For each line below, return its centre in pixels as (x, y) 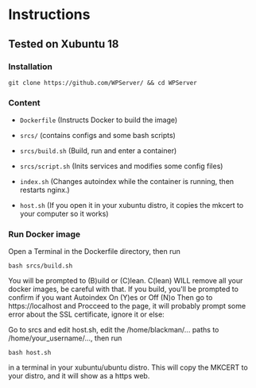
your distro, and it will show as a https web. (79, 376)
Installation (31, 67)
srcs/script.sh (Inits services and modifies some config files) (121, 166)
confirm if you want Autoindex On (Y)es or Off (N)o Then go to (111, 298)
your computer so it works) (64, 214)
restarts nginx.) (45, 190)
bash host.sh (30, 353)
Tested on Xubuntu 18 (64, 44)
